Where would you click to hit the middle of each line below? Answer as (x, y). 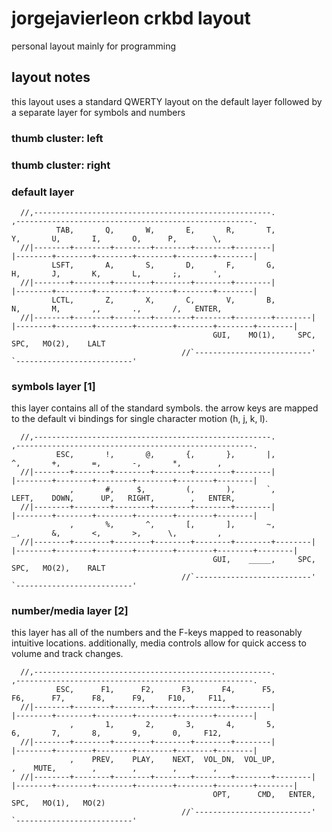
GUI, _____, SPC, (264, 560)
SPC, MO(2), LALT (58, 343)
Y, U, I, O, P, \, (117, 238)
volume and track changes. (67, 654)
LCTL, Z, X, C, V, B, (163, 300)
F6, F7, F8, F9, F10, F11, (119, 698)
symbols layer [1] (53, 386)
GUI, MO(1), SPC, (264, 335)
